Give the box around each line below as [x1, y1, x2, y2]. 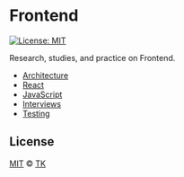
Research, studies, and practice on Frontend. [9, 52, 176, 63]
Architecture [22, 69, 69, 81]
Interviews [22, 98, 61, 109]
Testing [22, 108, 51, 119]
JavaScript [22, 89, 63, 100]
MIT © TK [9, 158, 47, 169]
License [9, 134, 55, 149]
